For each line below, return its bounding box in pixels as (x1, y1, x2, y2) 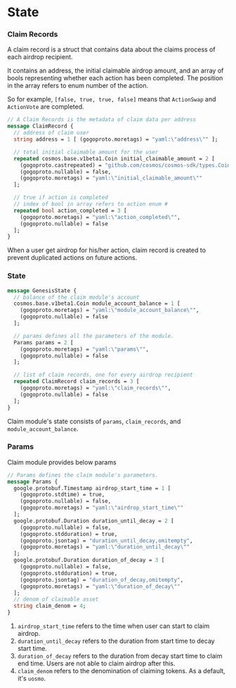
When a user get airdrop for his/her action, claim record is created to (7, 246, 206, 254)
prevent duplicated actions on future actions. (7, 254, 138, 262)
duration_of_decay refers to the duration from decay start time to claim (17, 652, 223, 661)
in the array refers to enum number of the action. (7, 82, 149, 90)
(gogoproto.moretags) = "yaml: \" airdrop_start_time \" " (20, 504, 184, 511)
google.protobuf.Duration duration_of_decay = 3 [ (13, 557, 165, 564)
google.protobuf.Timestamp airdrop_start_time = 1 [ (13, 484, 171, 492)
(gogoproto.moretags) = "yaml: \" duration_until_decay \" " (20, 544, 190, 551)
